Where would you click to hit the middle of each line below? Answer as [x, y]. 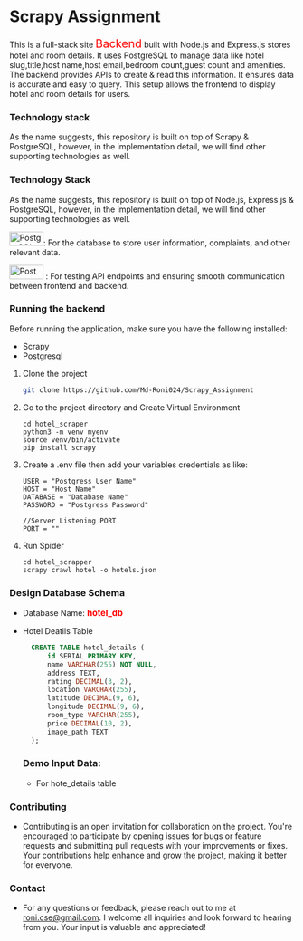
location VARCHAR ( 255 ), [92, 690]
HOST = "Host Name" [59, 489]
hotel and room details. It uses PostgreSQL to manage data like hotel [137, 55]
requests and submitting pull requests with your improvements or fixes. [155, 846]
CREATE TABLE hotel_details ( [88, 648]
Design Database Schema [67, 592]
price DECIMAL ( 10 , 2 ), [90, 723]
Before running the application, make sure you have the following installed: [148, 329]
